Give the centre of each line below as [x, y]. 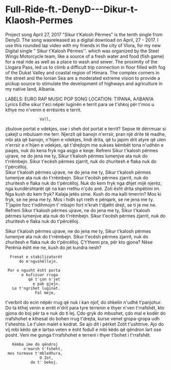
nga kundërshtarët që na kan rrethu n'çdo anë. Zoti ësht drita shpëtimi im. [83, 189]
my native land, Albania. [30, 89]
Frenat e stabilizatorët [36, 257]
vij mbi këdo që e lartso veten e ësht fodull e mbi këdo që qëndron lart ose [83, 330]
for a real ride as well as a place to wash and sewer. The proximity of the [81, 61]
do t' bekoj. [44, 362]
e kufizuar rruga [40, 275]
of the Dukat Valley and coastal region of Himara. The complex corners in [82, 72]
